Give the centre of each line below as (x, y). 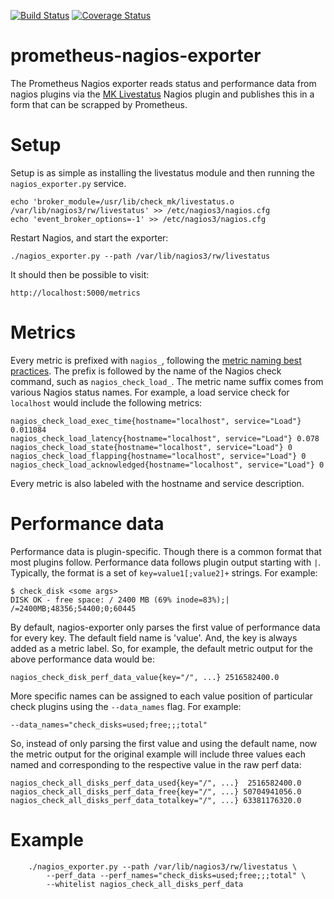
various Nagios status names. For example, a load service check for (150, 392)
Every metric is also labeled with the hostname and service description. (157, 483)
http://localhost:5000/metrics (75, 293)
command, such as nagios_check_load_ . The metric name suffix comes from (167, 381)
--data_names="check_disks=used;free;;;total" (109, 725)
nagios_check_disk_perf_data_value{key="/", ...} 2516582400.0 (145, 677)
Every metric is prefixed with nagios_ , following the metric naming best (156, 360)
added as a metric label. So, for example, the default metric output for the (161, 648)
